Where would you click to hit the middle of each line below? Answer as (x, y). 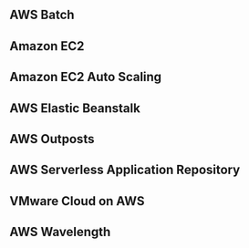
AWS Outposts (52, 139)
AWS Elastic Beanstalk (75, 108)
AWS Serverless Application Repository (125, 170)
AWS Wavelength (60, 232)
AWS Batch (42, 15)
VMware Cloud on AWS (77, 201)
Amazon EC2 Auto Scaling (86, 77)
